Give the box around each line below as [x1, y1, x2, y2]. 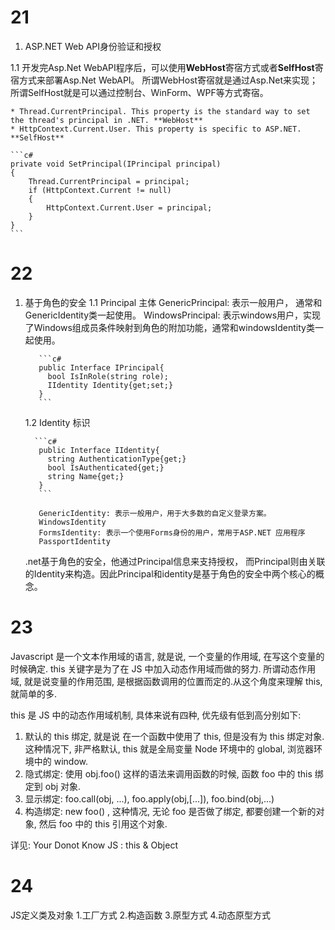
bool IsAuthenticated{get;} [47, 462, 165, 473]
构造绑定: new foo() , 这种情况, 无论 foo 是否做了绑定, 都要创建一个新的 [24, 805, 317, 817]
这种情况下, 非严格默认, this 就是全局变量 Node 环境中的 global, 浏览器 [24, 742, 315, 755]
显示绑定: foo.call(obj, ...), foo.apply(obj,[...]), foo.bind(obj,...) [24, 792, 275, 805]
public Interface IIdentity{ [38, 445, 160, 455]
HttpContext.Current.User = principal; [46, 202, 213, 213]
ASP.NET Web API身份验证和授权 [24, 40, 162, 52]
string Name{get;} [47, 471, 125, 481]
